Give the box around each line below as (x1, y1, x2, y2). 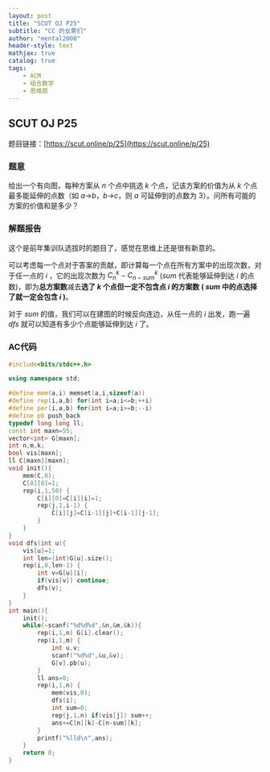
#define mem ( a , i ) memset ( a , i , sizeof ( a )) (8, 389, 146, 397)
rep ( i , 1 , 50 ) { (22, 487, 70, 495)
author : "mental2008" (8, 34, 81, 43)
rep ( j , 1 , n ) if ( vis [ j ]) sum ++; (51, 711, 153, 720)
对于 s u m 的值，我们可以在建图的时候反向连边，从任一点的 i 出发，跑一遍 (8, 309, 251, 319)
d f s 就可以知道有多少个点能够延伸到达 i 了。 (8, 319, 154, 329)
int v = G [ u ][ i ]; (37, 569, 88, 577)
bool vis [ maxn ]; (8, 449, 63, 458)
